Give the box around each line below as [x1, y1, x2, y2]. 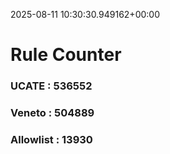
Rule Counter [10, 44, 122, 66]
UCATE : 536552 [10, 79, 93, 93]
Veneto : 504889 [10, 106, 95, 120]
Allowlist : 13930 [10, 132, 93, 146]
